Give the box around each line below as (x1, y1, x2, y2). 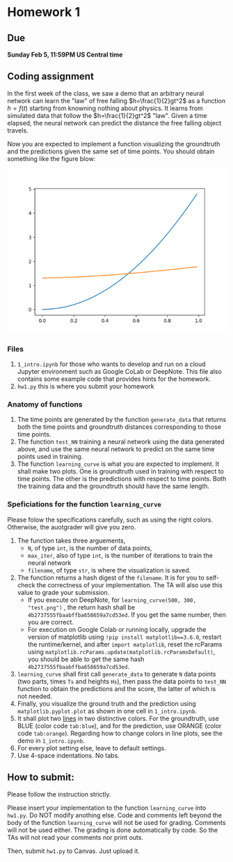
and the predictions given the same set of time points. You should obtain (7, 147, 215, 156)
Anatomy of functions (7, 400, 83, 409)
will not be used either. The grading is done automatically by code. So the (7, 826, 218, 834)
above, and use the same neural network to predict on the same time (17, 445, 215, 453)
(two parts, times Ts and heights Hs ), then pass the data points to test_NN (17, 677, 227, 686)
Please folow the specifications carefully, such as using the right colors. (7, 515, 214, 524)
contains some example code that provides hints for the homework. (17, 375, 211, 384)
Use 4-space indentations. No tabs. (17, 751, 120, 759)
